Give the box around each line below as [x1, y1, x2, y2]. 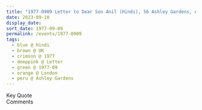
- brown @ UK [11, 48, 44, 54]
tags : [6, 36, 20, 42]
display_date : [6, 20, 42, 26]
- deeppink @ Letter [11, 59, 63, 65]
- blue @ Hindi [11, 42, 50, 48]
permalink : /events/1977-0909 [6, 31, 82, 37]
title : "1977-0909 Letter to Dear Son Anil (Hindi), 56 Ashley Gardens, [6, 8, 192, 15]
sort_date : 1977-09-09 [6, 25, 63, 32]
